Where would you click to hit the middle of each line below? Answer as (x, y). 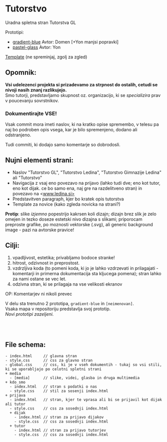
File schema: (25, 345)
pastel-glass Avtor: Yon (36, 47)
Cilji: (12, 245)
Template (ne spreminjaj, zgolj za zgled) (46, 57)
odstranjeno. (18, 135)
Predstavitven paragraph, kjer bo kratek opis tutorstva (68, 199)
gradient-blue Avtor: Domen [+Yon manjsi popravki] (65, 42)
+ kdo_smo (15, 383)
